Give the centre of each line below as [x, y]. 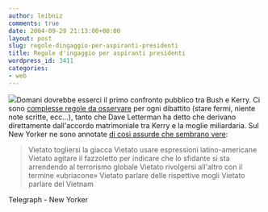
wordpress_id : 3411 [41, 61]
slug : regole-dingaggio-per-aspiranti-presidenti [94, 46]
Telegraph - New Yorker [48, 199]
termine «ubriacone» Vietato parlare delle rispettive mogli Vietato [136, 175]
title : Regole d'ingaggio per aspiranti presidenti [97, 53]
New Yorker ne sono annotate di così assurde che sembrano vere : [118, 134]
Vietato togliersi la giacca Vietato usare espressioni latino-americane [142, 149]
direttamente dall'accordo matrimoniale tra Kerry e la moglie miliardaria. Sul [134, 125]
